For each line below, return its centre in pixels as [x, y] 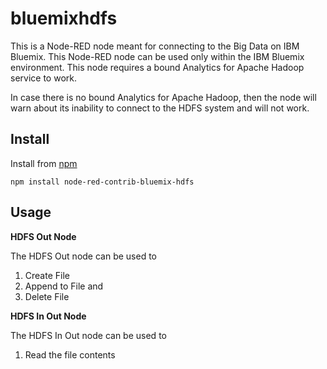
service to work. [43, 78]
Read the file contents [70, 354]
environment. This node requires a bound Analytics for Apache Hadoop [157, 67]
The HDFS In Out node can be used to [88, 335]
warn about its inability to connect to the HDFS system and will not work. [160, 108]
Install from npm [44, 163]
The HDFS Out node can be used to [84, 256]
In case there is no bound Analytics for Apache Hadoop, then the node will [163, 97]
